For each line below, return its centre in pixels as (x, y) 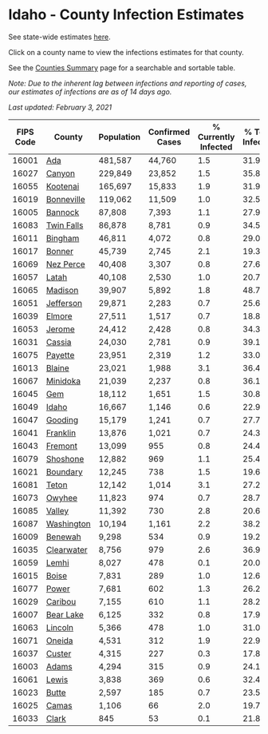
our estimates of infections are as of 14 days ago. (90, 91)
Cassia (59, 342)
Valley (57, 510)
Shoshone (65, 458)
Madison (62, 290)
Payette (60, 355)
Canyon (61, 173)
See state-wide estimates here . (59, 37)
